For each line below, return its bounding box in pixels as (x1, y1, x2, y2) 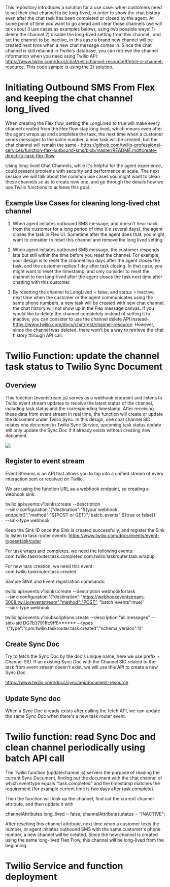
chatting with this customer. (12, 279, 71, 285)
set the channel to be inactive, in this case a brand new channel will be (5, 37, 153, 43)
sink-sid (5, 620, 22, 626)
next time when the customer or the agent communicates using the (12, 294, 153, 300)
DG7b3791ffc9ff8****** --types (22, 620, 93, 626)
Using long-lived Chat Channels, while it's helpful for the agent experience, (5, 163, 162, 169)
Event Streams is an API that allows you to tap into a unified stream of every (5, 470, 164, 476)
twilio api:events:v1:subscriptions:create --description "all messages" (5, 614, 151, 621)
